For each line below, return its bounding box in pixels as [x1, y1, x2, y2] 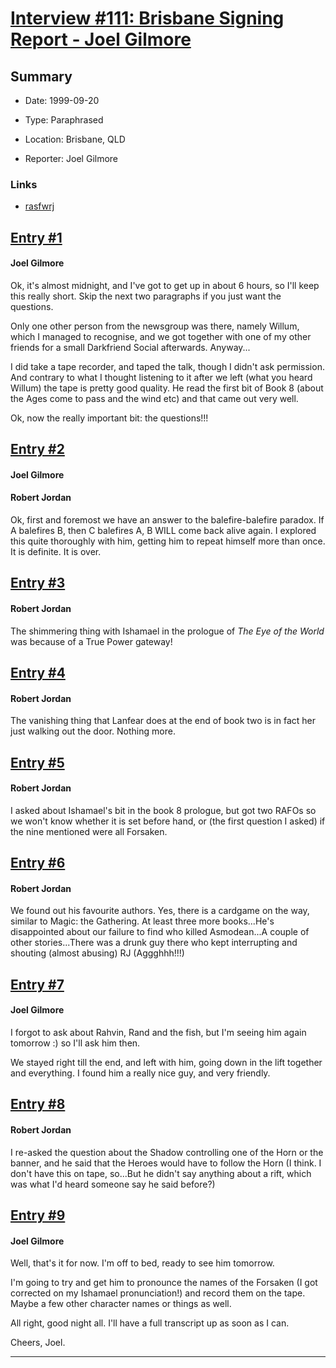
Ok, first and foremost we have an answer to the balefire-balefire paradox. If [10, 514, 325, 526]
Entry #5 [10, 754, 65, 771]
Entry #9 [10, 1207, 66, 1224]
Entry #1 [10, 229, 63, 246]
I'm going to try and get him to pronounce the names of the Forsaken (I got [10, 1277, 318, 1289]
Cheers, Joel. [10, 1337, 66, 1349]
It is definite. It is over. [10, 546, 102, 558]
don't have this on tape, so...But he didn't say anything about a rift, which [10, 1167, 312, 1179]
